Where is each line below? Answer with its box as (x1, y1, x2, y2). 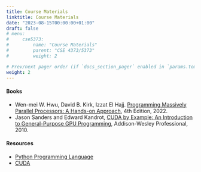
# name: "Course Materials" (6, 42, 98, 48)
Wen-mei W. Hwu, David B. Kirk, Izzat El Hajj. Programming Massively (14, 101, 187, 108)
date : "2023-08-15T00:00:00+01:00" (6, 20, 95, 26)
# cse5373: (6, 36, 44, 42)
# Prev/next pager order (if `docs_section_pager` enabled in (6, 64, 165, 70)
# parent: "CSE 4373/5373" (6, 48, 95, 54)
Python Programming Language (14, 153, 94, 160)
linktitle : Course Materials (6, 14, 79, 20)
